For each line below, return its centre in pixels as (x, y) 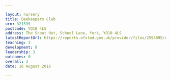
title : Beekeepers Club (31, 19)
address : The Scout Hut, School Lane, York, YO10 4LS (64, 33)
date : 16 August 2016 (28, 66)
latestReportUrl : (24, 38)
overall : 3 (17, 61)
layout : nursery (22, 14)
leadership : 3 (20, 52)
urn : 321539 (18, 24)
